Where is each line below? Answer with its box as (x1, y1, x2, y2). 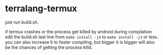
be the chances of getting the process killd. (5, 44, 93, 50)
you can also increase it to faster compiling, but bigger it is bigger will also (5, 39, 155, 45)
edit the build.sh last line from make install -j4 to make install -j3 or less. (5, 34, 159, 40)
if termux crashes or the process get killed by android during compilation (5, 28, 152, 34)
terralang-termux (5, 3, 77, 14)
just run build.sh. (5, 19, 39, 25)
